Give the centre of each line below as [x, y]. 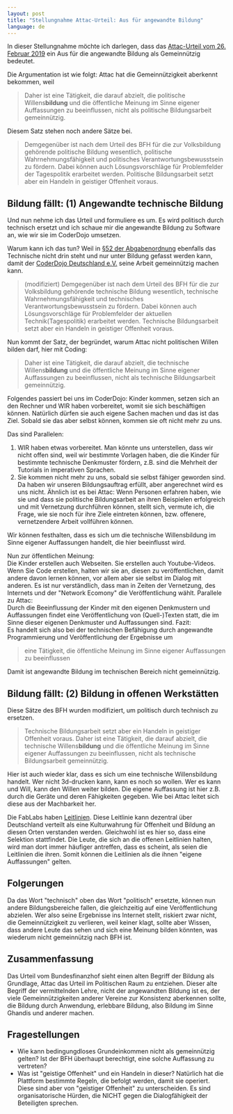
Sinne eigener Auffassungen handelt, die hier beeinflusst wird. [97, 543]
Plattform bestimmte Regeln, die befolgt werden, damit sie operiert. [113, 1081]
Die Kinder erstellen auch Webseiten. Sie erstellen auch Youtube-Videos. [111, 564]
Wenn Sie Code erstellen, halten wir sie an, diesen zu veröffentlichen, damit [115, 571]
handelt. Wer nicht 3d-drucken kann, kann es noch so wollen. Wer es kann [114, 781]
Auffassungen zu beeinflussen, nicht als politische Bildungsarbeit [118, 110]
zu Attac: [20, 600]
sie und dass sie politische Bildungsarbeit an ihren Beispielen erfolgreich [121, 500]
